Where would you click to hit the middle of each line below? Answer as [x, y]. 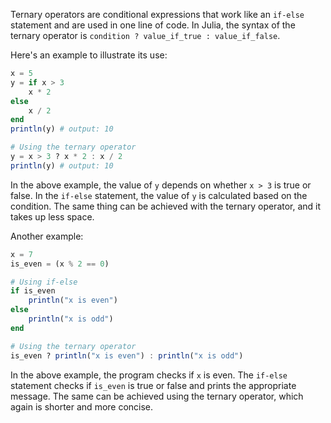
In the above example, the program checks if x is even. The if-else [149, 375]
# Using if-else [44, 282]
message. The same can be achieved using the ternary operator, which [157, 396]
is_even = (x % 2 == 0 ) [60, 264]
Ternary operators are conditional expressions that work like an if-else [157, 14]
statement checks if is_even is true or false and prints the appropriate [153, 385]
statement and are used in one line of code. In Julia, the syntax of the [153, 25]
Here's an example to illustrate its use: [89, 55]
